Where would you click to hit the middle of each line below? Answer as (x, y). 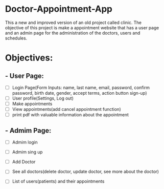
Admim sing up (27, 152)
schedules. (16, 38)
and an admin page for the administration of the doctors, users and (73, 33)
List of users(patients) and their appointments (58, 181)
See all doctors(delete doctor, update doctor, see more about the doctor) (85, 171)
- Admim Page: (28, 130)
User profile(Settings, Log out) (43, 98)
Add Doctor (24, 162)
